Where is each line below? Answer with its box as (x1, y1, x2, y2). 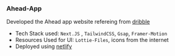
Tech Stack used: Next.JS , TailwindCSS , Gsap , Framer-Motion (15, 30, 168, 37)
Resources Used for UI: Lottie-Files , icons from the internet (15, 37, 169, 44)
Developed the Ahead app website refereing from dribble (6, 18, 150, 26)
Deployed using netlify (15, 43, 72, 50)
